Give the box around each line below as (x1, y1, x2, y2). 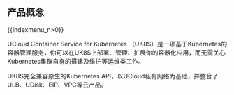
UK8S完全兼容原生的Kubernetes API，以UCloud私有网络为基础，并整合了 (7, 71, 219, 80)
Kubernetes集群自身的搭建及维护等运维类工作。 (7, 57, 145, 65)
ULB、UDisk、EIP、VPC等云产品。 (7, 80, 108, 89)
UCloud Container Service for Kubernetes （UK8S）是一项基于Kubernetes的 (7, 40, 228, 48)
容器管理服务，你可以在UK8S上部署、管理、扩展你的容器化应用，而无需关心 (7, 48, 226, 57)
